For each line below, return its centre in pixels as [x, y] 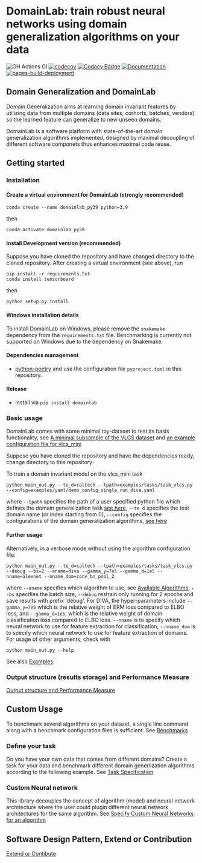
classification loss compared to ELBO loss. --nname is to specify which [93, 620]
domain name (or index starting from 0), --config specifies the [84, 514]
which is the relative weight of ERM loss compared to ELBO [111, 607]
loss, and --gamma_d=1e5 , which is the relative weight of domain [84, 613]
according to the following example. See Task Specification [80, 772]
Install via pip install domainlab [56, 402]
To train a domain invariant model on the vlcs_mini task [74, 474]
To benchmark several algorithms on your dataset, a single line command [97, 724]
